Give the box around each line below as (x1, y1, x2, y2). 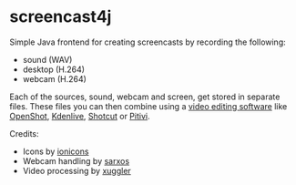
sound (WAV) (22, 54, 73, 65)
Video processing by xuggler (22, 165, 132, 176)
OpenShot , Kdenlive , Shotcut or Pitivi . (9, 110, 150, 121)
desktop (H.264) (22, 64, 85, 75)
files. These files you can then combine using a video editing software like (9, 100, 288, 111)
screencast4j (9, 6, 112, 27)
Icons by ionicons (22, 146, 89, 157)
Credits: (9, 128, 39, 139)
